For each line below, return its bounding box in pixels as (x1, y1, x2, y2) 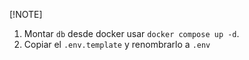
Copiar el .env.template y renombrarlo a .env (23, 39, 211, 50)
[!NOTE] (9, 9, 43, 20)
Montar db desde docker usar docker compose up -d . (23, 28, 240, 39)
